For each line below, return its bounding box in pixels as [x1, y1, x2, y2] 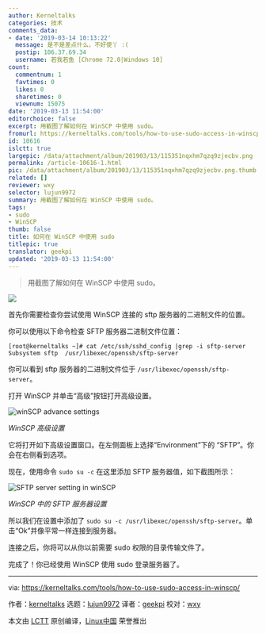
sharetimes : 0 [15, 93, 62, 101]
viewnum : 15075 [15, 100, 66, 108]
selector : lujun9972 [8, 188, 77, 197]
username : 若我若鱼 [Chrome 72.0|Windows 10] [15, 56, 164, 64]
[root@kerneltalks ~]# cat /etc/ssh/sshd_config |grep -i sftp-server [8, 342, 246, 350]
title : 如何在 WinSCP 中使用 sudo [8, 233, 115, 241]
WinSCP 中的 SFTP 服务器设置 [8, 499, 107, 508]
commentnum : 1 [15, 71, 62, 79]
